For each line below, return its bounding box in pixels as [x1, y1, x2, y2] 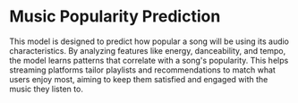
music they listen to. [9, 83, 83, 94]
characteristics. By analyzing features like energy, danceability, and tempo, [9, 45, 286, 56]
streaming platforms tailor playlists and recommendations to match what [9, 64, 276, 75]
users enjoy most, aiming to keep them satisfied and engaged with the [9, 73, 268, 84]
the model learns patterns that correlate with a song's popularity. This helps [9, 55, 289, 65]
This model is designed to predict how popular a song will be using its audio [9, 36, 289, 47]
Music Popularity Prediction [9, 6, 221, 27]
